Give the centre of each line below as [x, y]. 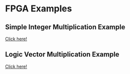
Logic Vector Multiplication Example [62, 54]
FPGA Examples [38, 9]
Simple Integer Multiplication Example [65, 27]
